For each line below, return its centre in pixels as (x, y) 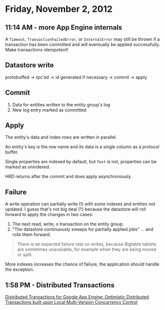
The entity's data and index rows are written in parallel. (61, 137)
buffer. (12, 152)
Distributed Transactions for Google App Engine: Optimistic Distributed (77, 297)
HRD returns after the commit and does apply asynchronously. (69, 177)
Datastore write (30, 65)
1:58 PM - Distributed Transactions (60, 285)
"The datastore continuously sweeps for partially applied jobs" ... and (83, 229)
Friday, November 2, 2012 (59, 9)
